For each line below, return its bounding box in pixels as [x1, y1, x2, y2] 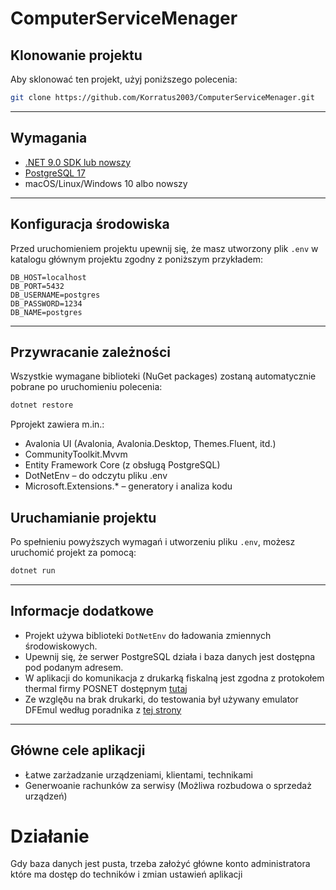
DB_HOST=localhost [10, 272, 87, 282]
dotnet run [10, 566, 56, 576]
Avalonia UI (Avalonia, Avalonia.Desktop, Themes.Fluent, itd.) [24, 438, 277, 450]
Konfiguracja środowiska [10, 216, 170, 233]
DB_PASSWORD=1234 [10, 298, 83, 309]
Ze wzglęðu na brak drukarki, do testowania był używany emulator [24, 693, 299, 705]
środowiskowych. [24, 640, 98, 652]
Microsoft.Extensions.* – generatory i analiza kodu [24, 480, 233, 492]
